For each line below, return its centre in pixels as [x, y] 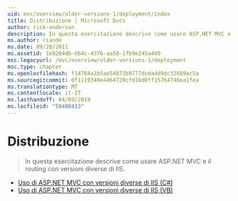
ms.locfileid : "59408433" [46, 107]
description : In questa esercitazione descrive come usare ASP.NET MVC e [119, 34]
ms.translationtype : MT [43, 87]
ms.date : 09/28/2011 [38, 47]
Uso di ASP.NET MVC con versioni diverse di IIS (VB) [95, 190]
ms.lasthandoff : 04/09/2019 [49, 100]
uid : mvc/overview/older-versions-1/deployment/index [89, 14]
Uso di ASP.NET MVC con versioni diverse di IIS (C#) [95, 183]
